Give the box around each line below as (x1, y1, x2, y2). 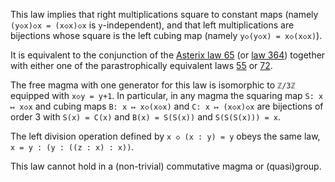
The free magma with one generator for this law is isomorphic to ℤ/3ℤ (10, 79, 296, 91)
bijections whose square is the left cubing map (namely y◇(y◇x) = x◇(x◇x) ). (10, 30, 323, 41)
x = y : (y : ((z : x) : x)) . (10, 141, 135, 153)
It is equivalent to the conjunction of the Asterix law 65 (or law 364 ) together (10, 49, 326, 61)
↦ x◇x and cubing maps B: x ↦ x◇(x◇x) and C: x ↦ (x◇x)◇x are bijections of (10, 100, 324, 112)
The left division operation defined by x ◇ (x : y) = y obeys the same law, (10, 130, 321, 142)
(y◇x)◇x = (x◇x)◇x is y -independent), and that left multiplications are (10, 19, 295, 31)
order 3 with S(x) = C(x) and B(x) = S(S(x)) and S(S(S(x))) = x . (10, 111, 282, 123)
